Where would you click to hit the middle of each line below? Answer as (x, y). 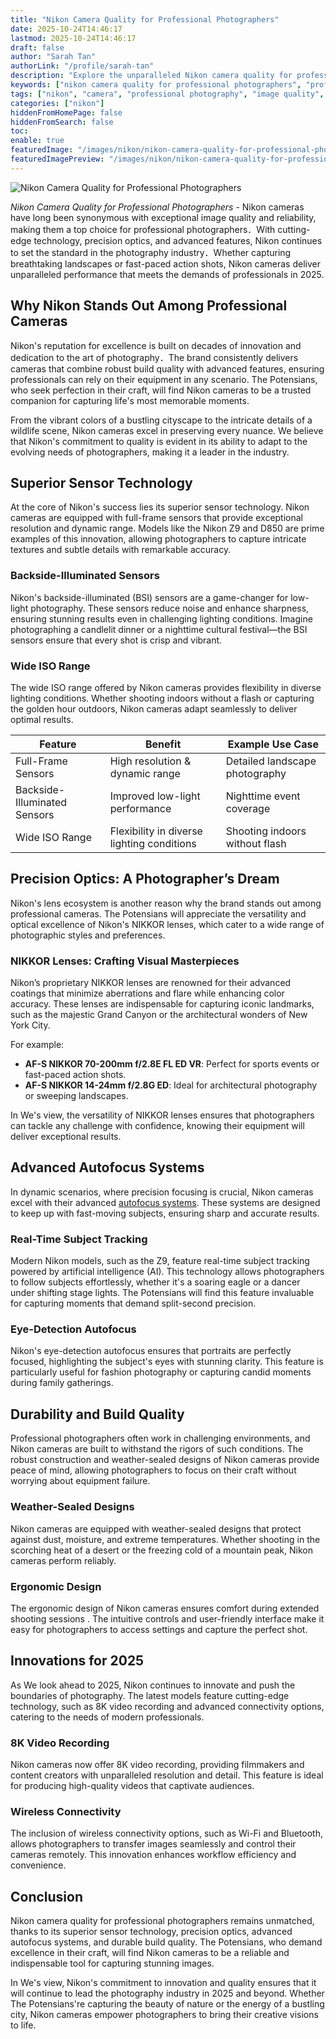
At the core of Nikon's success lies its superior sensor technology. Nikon (160, 507)
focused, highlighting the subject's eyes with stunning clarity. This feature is (167, 1362)
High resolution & (150, 761)
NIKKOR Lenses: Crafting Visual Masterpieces (125, 961)
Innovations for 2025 (77, 1661)
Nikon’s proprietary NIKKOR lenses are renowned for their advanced (151, 983)
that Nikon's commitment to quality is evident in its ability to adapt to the (159, 441)
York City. (30, 1025)
